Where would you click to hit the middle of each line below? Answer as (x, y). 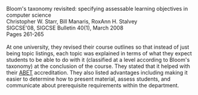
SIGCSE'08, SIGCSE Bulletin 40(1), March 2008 (65, 28)
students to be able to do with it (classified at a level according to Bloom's (98, 60)
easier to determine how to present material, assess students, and (88, 79)
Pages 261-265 (25, 34)
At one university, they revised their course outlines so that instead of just (98, 47)
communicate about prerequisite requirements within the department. (93, 85)
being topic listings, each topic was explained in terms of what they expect (99, 53)
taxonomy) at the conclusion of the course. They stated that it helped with (98, 66)
